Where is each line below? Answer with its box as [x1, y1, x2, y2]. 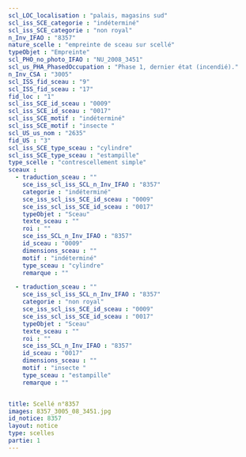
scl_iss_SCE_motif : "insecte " [8, 122, 115, 130]
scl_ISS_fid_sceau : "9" [8, 77, 90, 85]
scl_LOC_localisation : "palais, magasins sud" [8, 11, 168, 20]
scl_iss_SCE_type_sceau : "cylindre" [8, 144, 133, 152]
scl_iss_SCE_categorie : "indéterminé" [8, 19, 140, 27]
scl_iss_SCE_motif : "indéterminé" [8, 115, 126, 123]
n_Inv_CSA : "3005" [8, 70, 73, 78]
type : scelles [8, 429, 55, 437]
